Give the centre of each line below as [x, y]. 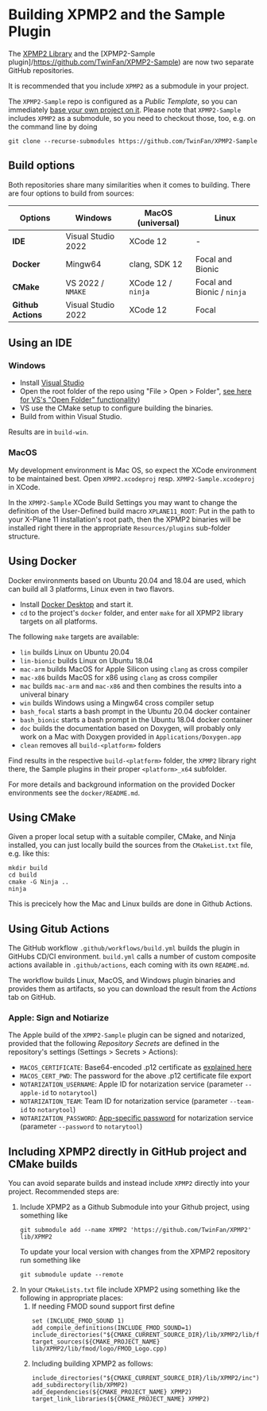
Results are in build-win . [48, 432]
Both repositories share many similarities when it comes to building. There [130, 185]
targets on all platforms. [58, 621]
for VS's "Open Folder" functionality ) [80, 400]
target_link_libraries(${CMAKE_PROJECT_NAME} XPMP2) [121, 1399]
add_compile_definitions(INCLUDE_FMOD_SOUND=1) [112, 1328]
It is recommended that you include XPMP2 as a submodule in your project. [128, 86]
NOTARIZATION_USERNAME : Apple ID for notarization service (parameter [132, 1084]
